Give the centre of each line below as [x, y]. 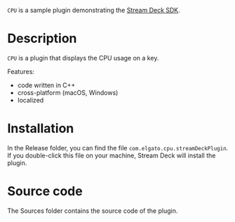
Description [42, 39]
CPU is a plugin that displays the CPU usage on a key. [83, 58]
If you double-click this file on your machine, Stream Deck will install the [112, 155]
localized [31, 100]
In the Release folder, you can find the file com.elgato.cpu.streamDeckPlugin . [118, 148]
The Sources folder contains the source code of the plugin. [93, 211]
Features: [21, 71]
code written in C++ [46, 85]
